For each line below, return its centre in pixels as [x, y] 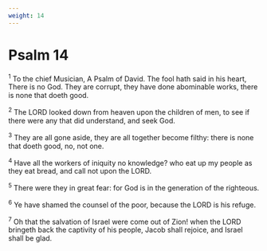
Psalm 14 [39, 55]
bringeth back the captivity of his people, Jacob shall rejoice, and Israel [126, 230]
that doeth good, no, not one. [56, 146]
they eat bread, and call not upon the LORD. [80, 171]
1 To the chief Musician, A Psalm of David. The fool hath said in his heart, [128, 78]
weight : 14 [26, 16]
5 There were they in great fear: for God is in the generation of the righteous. [134, 187]
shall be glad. [30, 238]
